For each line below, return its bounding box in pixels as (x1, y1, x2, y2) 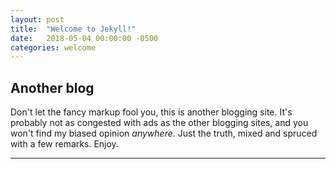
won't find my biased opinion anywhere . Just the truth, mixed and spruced (10, 127, 318, 140)
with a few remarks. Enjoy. (10, 138, 119, 150)
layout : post (10, 14, 65, 25)
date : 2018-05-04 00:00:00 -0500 (10, 33, 159, 43)
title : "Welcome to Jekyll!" (10, 24, 137, 34)
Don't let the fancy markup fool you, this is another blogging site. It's (10, 106, 293, 118)
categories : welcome (10, 42, 97, 53)
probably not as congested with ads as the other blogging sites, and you (10, 117, 309, 129)
